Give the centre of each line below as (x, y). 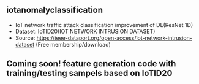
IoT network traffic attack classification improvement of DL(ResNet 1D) (104, 25)
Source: (25, 38)
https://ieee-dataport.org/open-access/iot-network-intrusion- (115, 38)
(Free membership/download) (73, 44)
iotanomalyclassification (54, 10)
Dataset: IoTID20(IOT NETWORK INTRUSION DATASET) (85, 31)
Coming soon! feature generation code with (91, 64)
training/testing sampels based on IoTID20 (89, 73)
